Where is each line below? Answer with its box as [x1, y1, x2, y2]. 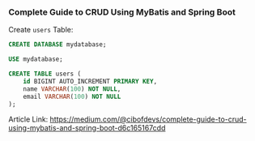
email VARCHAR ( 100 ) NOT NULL [23, 92, 121, 100]
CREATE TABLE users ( [8, 70, 82, 79]
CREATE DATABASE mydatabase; [8, 41, 107, 49]
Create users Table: [8, 25, 74, 35]
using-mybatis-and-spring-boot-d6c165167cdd [8, 123, 166, 133]
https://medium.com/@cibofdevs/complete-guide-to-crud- [49, 114, 247, 124]
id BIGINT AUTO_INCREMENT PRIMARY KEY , [23, 77, 158, 85]
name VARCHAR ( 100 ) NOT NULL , [23, 84, 121, 93]
